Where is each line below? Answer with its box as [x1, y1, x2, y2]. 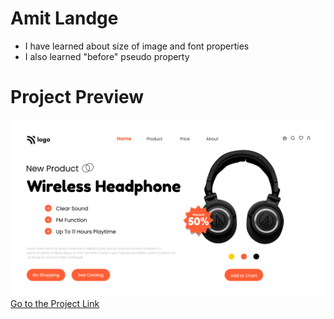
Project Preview [10, 86, 145, 109]
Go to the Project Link [10, 298, 100, 310]
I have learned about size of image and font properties [24, 40, 250, 52]
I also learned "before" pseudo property [24, 50, 190, 62]
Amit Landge [10, 7, 119, 30]
